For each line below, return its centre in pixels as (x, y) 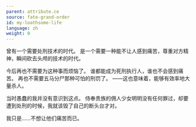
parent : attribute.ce (33, 12)
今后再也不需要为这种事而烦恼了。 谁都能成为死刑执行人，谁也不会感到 (92, 71)
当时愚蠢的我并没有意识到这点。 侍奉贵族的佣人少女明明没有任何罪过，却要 (97, 99)
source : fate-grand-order (38, 17)
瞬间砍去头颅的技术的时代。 (50, 58)
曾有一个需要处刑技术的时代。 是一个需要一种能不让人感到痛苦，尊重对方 (95, 51)
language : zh (22, 28)
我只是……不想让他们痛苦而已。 (44, 118)
